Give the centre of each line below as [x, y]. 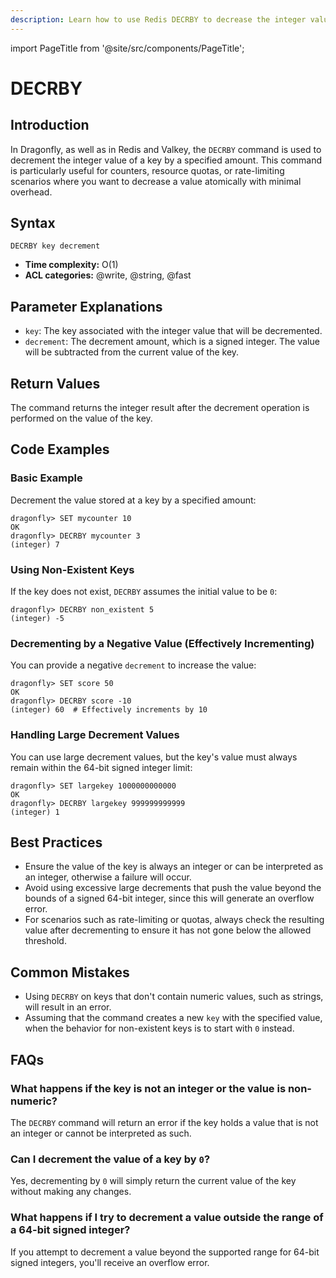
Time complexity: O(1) [71, 265]
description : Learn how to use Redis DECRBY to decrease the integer [158, 19]
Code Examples [60, 449]
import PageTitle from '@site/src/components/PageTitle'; [127, 48]
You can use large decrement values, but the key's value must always [154, 757]
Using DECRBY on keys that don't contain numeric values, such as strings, [174, 997]
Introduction [50, 125]
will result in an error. [68, 1007]
